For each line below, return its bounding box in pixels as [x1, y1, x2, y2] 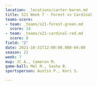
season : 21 [5, 50, 29, 55]
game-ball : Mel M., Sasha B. [5, 64, 67, 69]
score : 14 [10, 26, 31, 31]
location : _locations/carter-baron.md [5, 7, 88, 13]
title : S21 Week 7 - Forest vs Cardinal [5, 12, 93, 17]
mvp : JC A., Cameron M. [5, 59, 56, 64]
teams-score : [5, 17, 33, 22]
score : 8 [10, 36, 29, 41]
